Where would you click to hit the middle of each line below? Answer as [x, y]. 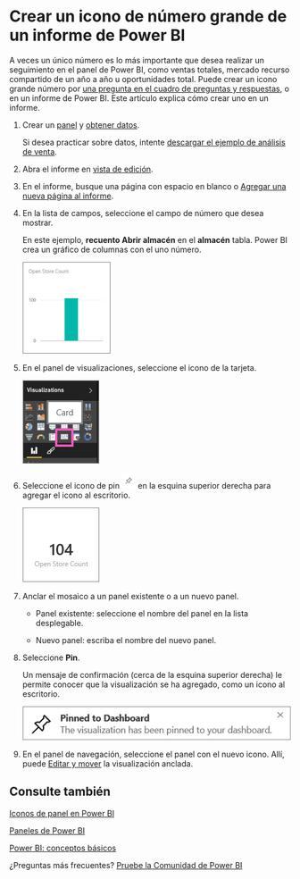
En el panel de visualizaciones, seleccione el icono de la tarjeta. [139, 367]
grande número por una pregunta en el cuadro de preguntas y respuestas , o [150, 88]
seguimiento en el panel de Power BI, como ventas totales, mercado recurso [150, 70]
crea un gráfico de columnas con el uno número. [112, 249]
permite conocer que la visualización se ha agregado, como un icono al [154, 684]
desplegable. [59, 623]
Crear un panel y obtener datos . [81, 125]
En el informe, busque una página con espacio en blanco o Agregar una [154, 186]
